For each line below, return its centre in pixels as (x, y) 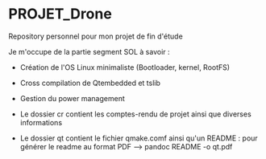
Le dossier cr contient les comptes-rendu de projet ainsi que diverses (135, 114)
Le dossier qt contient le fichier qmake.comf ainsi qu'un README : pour (139, 138)
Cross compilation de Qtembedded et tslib (90, 83)
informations (41, 122)
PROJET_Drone (60, 14)
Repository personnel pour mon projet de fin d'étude (96, 36)
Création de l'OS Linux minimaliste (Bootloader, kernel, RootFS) (125, 67)
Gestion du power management (72, 98)
